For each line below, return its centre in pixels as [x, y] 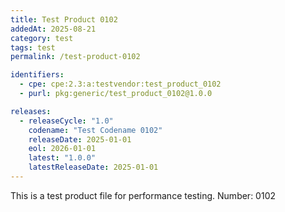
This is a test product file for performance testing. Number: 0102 [143, 195]
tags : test [33, 47]
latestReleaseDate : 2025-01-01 [93, 167]
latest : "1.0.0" [62, 158]
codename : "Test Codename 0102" [95, 130]
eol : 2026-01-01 [62, 149]
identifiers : [37, 75]
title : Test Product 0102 [64, 19]
